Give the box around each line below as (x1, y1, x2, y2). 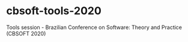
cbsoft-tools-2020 (6, 4, 102, 18)
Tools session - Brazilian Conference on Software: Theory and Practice (6, 24, 182, 31)
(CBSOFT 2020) (6, 30, 46, 37)
